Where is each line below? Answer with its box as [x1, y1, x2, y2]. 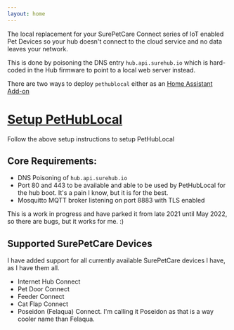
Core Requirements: [7, 155, 97, 167]
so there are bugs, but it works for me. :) [7, 217, 124, 226]
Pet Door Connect [17, 285, 70, 293]
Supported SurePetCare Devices [7, 237, 152, 250]
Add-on [7, 87, 30, 95]
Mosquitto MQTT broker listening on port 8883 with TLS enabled [17, 196, 205, 205]
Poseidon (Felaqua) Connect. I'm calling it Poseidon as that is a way [17, 307, 214, 316]
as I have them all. [7, 264, 60, 272]
